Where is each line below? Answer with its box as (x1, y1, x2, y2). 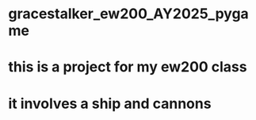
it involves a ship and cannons (8, 95, 212, 112)
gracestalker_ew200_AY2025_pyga (8, 5, 250, 23)
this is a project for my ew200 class (8, 58, 247, 76)
